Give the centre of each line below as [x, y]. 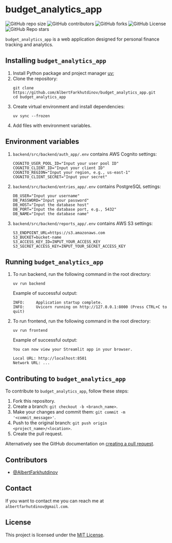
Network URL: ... [31, 363]
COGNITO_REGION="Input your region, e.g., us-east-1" [71, 172]
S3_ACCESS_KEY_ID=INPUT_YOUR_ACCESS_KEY [56, 242]
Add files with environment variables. [52, 125]
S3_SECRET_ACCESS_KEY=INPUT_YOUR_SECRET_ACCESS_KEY [69, 246]
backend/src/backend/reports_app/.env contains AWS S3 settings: [83, 223]
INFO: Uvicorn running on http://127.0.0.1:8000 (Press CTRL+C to [90, 307]
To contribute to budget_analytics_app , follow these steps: [67, 391]
